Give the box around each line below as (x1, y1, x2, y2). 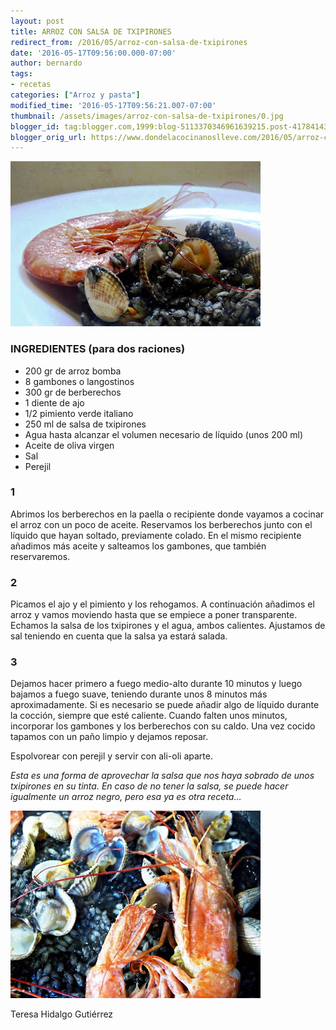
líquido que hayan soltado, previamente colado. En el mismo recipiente (10, 529, 302, 541)
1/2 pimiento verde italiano (24, 407, 134, 419)
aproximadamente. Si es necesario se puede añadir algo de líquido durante (10, 699, 320, 711)
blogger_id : (10, 121, 60, 132)
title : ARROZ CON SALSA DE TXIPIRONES (10, 26, 172, 37)
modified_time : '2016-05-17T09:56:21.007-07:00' (10, 100, 217, 110)
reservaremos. (10, 550, 71, 562)
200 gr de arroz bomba (24, 365, 122, 377)
